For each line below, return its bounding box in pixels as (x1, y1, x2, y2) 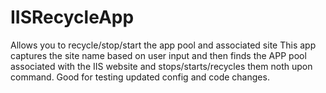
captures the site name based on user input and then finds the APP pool (10, 49, 307, 61)
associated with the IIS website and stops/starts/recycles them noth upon (10, 60, 313, 72)
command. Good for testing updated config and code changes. (10, 71, 270, 83)
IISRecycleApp (10, 6, 135, 29)
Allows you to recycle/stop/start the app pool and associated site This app (10, 39, 317, 51)
